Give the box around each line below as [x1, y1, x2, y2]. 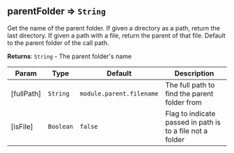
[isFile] [10, 121, 33, 131]
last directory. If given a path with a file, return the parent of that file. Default [7, 31, 226, 39]
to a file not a [164, 126, 208, 136]
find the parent [164, 89, 214, 98]
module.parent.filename [79, 89, 159, 98]
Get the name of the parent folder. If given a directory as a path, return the [7, 24, 221, 32]
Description [174, 69, 214, 78]
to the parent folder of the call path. [7, 38, 109, 47]
